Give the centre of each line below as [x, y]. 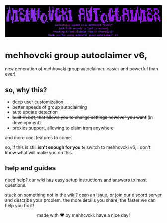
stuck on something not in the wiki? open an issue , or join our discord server [83, 195]
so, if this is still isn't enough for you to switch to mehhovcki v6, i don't [78, 147]
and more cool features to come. [39, 138]
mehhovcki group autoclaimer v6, [76, 55]
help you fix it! [20, 206]
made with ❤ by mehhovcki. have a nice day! [83, 215]
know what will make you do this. [39, 153]
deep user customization [38, 102]
